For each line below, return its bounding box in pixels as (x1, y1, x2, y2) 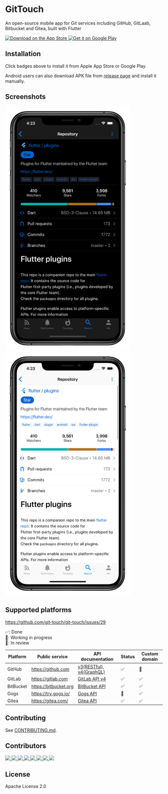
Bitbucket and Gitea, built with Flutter (5, 25, 81, 31)
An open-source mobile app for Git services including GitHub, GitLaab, (5, 20, 151, 26)
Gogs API (77, 690, 97, 696)
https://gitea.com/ (31, 698, 68, 704)
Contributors (5, 742, 46, 750)
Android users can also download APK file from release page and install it (5, 73, 156, 79)
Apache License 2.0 (5, 783, 46, 789)
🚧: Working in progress (5, 634, 52, 640)
